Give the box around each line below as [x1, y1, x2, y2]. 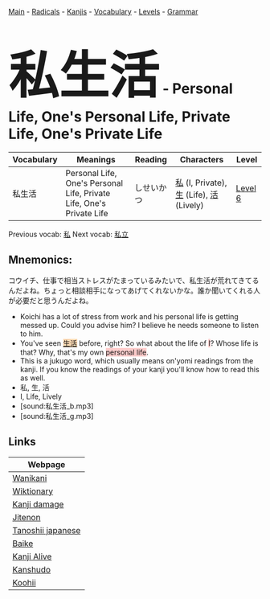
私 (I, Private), [175, 177, 227, 188]
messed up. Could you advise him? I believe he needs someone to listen [19, 320, 260, 330]
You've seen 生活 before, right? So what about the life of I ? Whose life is [19, 338, 259, 348]
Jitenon [12, 511, 41, 523]
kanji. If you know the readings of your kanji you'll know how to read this [19, 364, 260, 374]
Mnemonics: [8, 253, 73, 267]
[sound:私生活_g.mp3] [19, 411, 94, 421]
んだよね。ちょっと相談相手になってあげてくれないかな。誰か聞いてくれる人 [8, 285, 261, 295]
